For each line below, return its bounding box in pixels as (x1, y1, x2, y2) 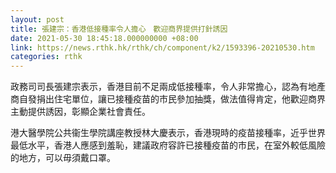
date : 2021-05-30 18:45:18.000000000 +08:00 (10, 33, 199, 43)
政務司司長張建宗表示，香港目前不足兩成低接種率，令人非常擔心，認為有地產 (10, 81, 326, 93)
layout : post (10, 14, 65, 25)
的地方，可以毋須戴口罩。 (10, 152, 116, 164)
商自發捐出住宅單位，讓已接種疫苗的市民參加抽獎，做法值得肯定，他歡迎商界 (10, 93, 326, 105)
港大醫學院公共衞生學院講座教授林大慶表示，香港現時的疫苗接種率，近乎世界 (10, 127, 326, 139)
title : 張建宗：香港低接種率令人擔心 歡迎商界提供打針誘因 (10, 24, 228, 34)
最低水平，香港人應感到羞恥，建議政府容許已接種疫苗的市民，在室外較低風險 (10, 139, 326, 151)
